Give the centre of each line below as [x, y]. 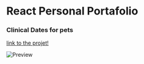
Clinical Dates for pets [40, 30]
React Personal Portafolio [72, 11]
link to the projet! [27, 43]
